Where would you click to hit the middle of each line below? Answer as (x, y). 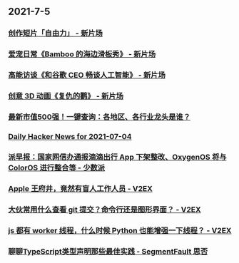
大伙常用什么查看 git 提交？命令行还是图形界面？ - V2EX (105, 210)
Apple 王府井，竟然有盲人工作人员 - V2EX (80, 188)
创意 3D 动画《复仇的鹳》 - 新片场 (66, 96)
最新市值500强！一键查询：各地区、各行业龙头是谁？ (100, 117)
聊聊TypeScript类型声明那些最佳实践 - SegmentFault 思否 (108, 251)
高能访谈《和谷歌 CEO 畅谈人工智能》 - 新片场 (87, 76)
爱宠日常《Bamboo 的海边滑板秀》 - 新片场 (82, 54)
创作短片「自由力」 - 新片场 (55, 33)
